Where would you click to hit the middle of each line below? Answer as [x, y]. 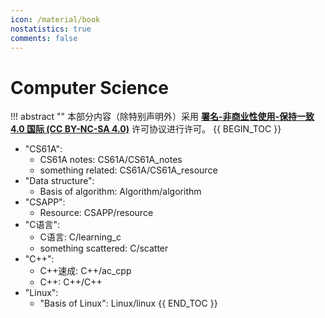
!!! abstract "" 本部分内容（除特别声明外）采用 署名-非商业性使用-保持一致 [162, 117]
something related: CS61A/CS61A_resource [128, 170]
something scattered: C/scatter [104, 248]
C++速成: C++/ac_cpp [85, 271]
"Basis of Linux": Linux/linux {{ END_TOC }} [128, 303]
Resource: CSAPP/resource [96, 213]
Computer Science [89, 87]
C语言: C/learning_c [80, 237]
